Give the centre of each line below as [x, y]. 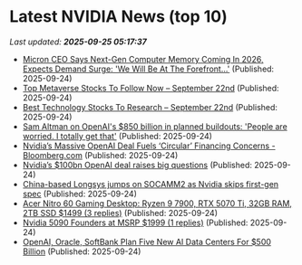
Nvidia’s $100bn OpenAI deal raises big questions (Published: [137, 165]
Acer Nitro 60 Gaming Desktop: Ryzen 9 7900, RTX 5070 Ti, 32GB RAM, [157, 203]
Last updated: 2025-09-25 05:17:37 [78, 42]
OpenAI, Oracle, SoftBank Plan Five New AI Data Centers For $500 [147, 241]
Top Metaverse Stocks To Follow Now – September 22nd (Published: [151, 88]
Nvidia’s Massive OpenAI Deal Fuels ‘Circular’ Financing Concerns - [149, 146]
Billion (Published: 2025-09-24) [82, 251]
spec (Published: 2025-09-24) [80, 194]
